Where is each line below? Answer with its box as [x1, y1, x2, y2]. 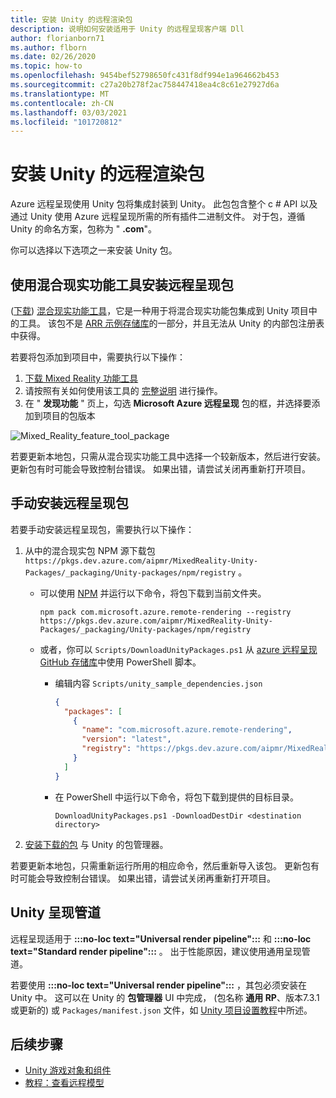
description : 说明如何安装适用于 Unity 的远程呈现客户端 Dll [10, 24, 245, 34]
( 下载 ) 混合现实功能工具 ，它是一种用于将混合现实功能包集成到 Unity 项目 [10, 305, 309, 316]
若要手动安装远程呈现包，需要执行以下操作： [10, 523, 195, 535]
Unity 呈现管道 [10, 904, 101, 921]
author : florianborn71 [10, 33, 105, 43]
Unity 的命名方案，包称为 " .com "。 [10, 223, 157, 235]
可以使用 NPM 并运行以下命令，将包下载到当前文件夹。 [39, 587, 267, 599]
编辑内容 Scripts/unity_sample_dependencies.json [54, 677, 263, 689]
